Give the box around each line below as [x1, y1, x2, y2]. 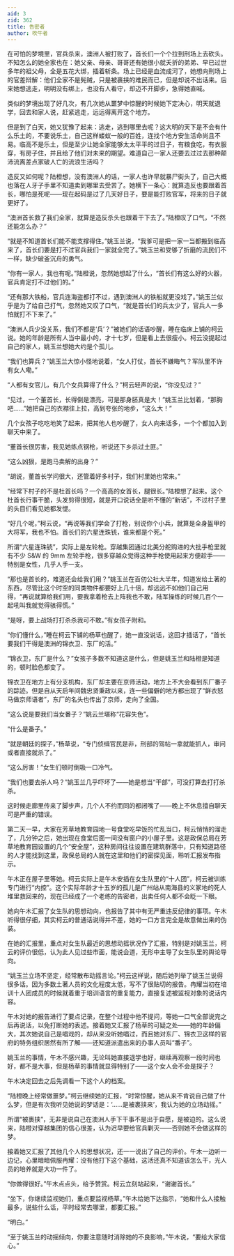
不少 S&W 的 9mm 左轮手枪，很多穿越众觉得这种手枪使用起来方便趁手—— [13, 551, 226, 560]
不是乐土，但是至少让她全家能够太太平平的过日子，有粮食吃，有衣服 [31, 140, 227, 148]
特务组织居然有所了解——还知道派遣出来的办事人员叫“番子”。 [19, 1039, 196, 1047]
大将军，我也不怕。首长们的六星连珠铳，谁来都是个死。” [7, 528, 166, 537]
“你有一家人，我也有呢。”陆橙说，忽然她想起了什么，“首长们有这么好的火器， [7, 269, 226, 277]
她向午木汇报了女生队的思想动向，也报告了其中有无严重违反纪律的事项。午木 [7, 907, 227, 915]
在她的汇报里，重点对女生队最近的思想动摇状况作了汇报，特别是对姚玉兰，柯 [7, 939, 227, 948]
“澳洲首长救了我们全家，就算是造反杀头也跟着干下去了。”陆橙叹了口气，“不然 [7, 213, 226, 222]
